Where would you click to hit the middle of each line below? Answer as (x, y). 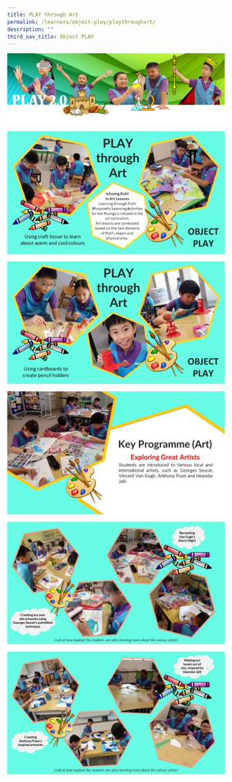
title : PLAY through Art (43, 15)
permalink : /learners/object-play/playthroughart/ (81, 22)
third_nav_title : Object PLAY (51, 37)
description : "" (30, 29)
